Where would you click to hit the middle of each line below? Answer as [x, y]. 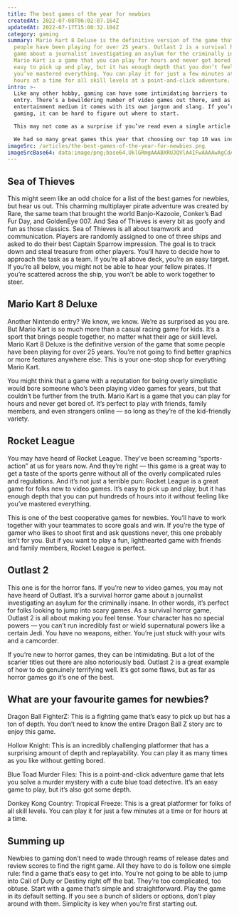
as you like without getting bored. [56, 761]
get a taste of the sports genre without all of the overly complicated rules [114, 473]
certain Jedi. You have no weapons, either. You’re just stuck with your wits [116, 633]
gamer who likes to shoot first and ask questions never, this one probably [115, 533]
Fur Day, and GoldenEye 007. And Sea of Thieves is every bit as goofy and [116, 221]
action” [18, 466]
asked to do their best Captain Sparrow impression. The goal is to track [112, 244]
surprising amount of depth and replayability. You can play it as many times [117, 753]
